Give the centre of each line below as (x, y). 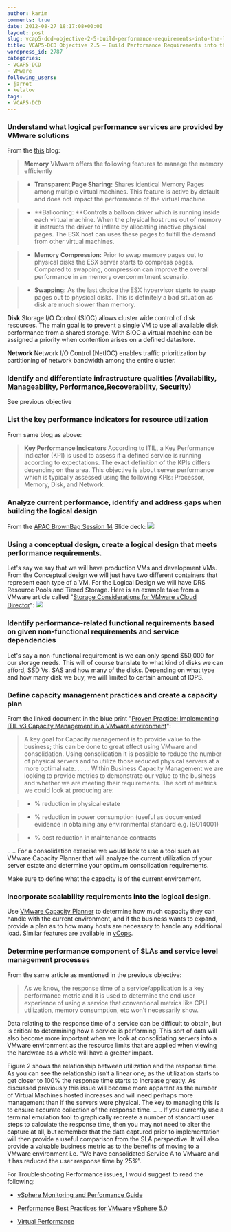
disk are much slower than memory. (85, 305)
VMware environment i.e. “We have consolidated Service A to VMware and (113, 1153)
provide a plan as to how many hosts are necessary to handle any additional (114, 926)
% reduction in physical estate (77, 803)
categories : (24, 58)
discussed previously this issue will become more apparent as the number (112, 1088)
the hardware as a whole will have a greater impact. (80, 1053)
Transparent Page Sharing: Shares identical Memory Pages (119, 184)
